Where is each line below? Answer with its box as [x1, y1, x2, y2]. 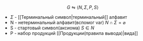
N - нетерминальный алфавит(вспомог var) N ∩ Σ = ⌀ [10, 20, 126, 25]
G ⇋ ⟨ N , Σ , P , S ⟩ [66, 5, 99, 10]
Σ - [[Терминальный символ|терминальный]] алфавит [10, 14, 128, 20]
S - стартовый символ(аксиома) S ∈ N [10, 25, 95, 31]
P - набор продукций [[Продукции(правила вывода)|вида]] [10, 30, 138, 36]
